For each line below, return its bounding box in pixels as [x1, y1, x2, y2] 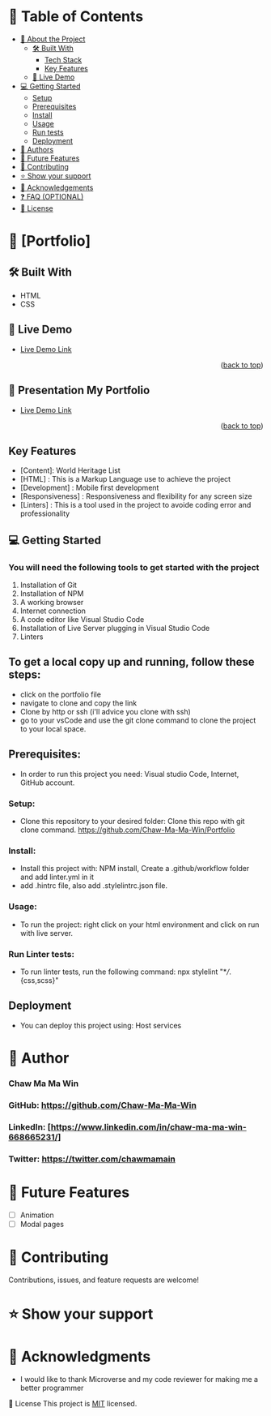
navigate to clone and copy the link [19, 697, 138, 708]
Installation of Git [19, 580, 77, 590]
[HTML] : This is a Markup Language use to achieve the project [19, 474, 231, 484]
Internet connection [19, 606, 87, 616]
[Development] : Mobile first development [19, 483, 159, 493]
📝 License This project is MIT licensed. [8, 1398, 138, 1408]
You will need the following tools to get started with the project [8, 561, 260, 573]
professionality [19, 508, 70, 518]
